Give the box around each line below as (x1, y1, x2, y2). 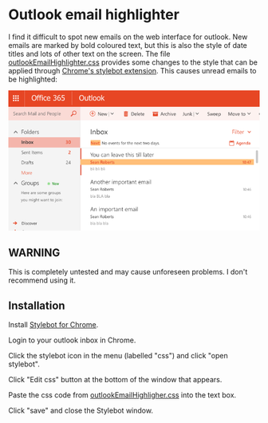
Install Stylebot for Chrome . (8, 320, 99, 330)
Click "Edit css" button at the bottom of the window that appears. (8, 375, 223, 385)
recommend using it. (8, 275, 76, 285)
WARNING (8, 246, 61, 259)
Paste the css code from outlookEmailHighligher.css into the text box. (8, 390, 237, 400)
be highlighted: (8, 74, 58, 84)
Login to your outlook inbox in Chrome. (8, 335, 136, 345)
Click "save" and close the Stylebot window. (8, 405, 154, 416)
